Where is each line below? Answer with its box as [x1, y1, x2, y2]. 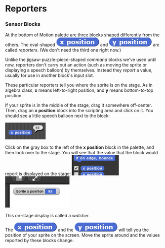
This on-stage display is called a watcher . [5, 213, 90, 219]
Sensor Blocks [5, 21, 41, 28]
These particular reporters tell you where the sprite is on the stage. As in [5, 82, 153, 88]
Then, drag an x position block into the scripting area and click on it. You [5, 108, 154, 114]
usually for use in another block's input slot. [5, 72, 94, 78]
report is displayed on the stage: [5, 171, 71, 177]
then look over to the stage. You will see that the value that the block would [5, 150, 158, 156]
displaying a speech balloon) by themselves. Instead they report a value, [5, 67, 153, 73]
